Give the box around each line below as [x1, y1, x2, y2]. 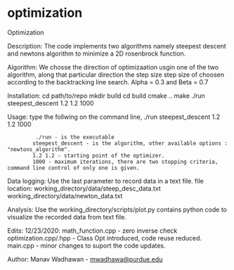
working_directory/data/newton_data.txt [7, 191, 123, 200]
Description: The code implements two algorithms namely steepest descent [7, 41, 226, 50]
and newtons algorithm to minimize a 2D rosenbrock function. [7, 49, 186, 58]
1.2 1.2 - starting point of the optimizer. [32, 152, 165, 159]
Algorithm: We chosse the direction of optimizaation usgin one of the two [7, 63, 219, 71]
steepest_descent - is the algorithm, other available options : [32, 139, 228, 147]
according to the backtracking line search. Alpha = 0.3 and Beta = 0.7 [7, 77, 209, 86]
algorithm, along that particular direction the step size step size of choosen [7, 70, 225, 79]
